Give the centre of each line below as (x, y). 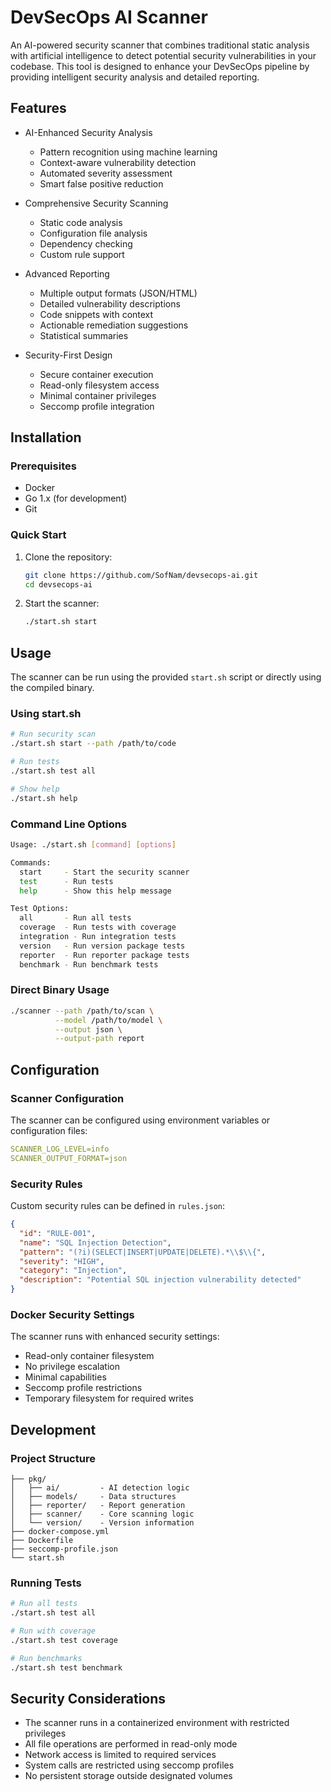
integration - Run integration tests (98, 937)
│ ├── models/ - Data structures (93, 1497)
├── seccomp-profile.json (64, 1549)
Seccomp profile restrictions (83, 1388)
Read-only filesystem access (99, 385)
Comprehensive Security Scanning (96, 203)
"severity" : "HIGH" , (62, 1261)
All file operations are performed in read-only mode (131, 1744)
